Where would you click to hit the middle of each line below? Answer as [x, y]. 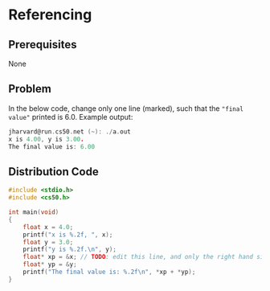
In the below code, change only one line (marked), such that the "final [126, 108]
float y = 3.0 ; [48, 242]
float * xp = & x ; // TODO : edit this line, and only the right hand [138, 257]
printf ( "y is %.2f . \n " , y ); [70, 250]
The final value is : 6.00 [51, 146]
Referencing [50, 15]
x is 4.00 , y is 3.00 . [46, 139]
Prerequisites [43, 45]
